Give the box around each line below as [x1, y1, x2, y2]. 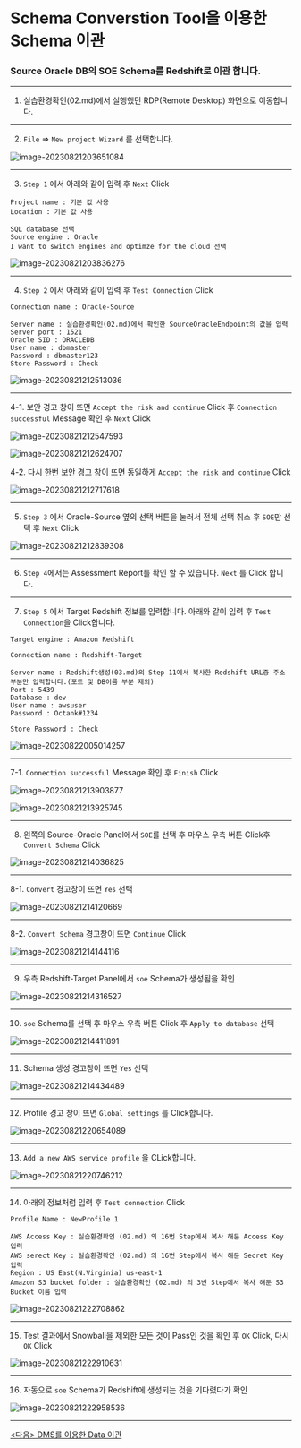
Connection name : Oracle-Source [10, 303, 135, 312]
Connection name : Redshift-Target [10, 651, 143, 660]
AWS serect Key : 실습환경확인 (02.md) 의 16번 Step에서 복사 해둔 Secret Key [10, 1251, 284, 1261]
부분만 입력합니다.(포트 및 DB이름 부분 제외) [10, 678, 155, 687]
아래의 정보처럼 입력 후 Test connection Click [22, 1197, 186, 1208]
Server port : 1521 [10, 328, 83, 337]
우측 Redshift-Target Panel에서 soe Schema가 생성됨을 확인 [22, 973, 236, 984]
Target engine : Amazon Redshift [10, 635, 135, 645]
